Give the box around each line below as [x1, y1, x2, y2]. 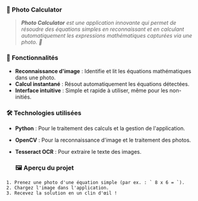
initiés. [14, 93, 32, 100]
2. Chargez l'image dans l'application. [6, 185, 110, 191]
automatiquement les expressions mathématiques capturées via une [21, 32, 193, 39]
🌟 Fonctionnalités [6, 54, 59, 62]
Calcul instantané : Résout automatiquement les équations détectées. [14, 80, 190, 87]
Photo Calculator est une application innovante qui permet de [21, 19, 177, 27]
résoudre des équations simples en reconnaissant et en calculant [21, 25, 184, 33]
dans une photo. [14, 74, 56, 81]
